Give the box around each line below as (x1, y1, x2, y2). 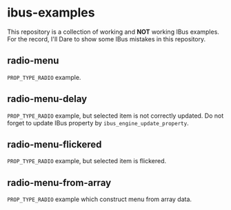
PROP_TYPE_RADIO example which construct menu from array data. (7, 195, 192, 204)
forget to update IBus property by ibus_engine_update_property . (7, 118, 189, 127)
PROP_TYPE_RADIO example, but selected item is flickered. (7, 157, 167, 165)
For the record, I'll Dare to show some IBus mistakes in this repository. (7, 34, 206, 43)
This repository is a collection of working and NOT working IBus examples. (7, 28, 219, 36)
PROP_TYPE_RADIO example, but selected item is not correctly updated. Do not (7, 112, 224, 120)
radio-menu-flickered (7, 138, 102, 150)
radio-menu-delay (7, 93, 88, 105)
